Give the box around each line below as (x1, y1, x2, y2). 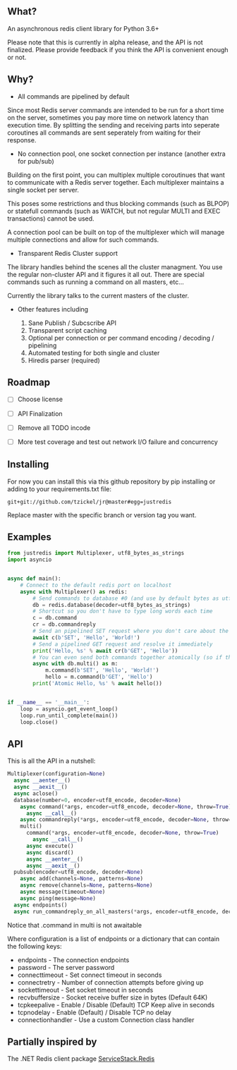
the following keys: (7, 942, 62, 950)
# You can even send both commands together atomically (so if (32, 653, 222, 661)
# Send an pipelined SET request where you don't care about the (32, 627, 229, 635)
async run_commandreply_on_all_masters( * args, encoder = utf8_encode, (13, 908, 219, 915)
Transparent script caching (28, 326, 107, 334)
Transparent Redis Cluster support (17, 249, 119, 257)
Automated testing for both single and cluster (28, 348, 160, 357)
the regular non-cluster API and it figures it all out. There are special (7, 270, 205, 278)
